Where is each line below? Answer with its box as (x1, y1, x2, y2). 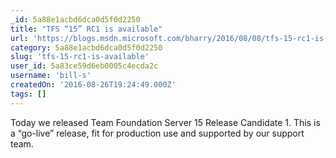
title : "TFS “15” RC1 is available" (10, 24, 163, 34)
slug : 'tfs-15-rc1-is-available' (10, 52, 150, 62)
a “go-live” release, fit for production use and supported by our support (10, 127, 305, 139)
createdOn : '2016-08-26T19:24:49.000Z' (10, 80, 177, 90)
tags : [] (10, 89, 47, 99)
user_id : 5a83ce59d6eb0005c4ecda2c (10, 61, 159, 71)
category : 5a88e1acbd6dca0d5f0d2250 (10, 42, 163, 53)
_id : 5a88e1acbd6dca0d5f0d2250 (10, 14, 141, 25)
